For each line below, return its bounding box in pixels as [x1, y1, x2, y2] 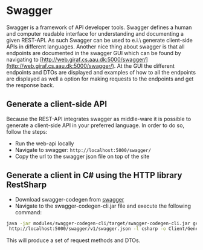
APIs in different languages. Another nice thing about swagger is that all [6, 43, 185, 50]
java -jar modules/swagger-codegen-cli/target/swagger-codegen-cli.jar [6, 220, 190, 226]
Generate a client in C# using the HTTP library [6, 170, 182, 180]
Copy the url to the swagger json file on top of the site [14, 153, 150, 160]
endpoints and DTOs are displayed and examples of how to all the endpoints [6, 68, 196, 76]
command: [14, 208, 42, 215]
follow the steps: [6, 128, 48, 135]
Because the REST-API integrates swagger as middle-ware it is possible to [6, 115, 192, 122]
